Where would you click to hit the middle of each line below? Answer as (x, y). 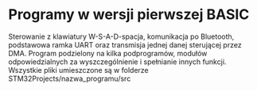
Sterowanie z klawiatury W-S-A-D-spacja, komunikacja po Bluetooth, (121, 36)
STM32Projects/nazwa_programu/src (70, 78)
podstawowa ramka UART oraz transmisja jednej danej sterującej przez (125, 44)
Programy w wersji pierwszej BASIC (129, 15)
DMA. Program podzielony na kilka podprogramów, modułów (108, 53)
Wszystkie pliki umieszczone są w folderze (78, 70)
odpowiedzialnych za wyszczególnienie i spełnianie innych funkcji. (117, 62)
